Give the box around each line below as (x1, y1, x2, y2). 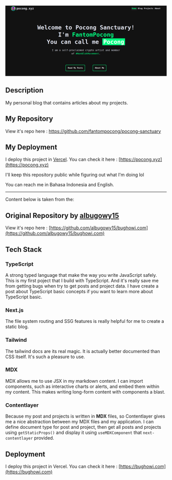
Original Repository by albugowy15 (5, 211, 119, 220)
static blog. (5, 323, 29, 330)
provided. (34, 435, 55, 441)
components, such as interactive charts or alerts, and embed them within (5, 383, 160, 389)
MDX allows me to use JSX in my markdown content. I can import (5, 378, 143, 384)
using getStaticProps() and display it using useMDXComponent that (5, 429, 142, 435)
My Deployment (5, 143, 57, 151)
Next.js (5, 307, 24, 314)
